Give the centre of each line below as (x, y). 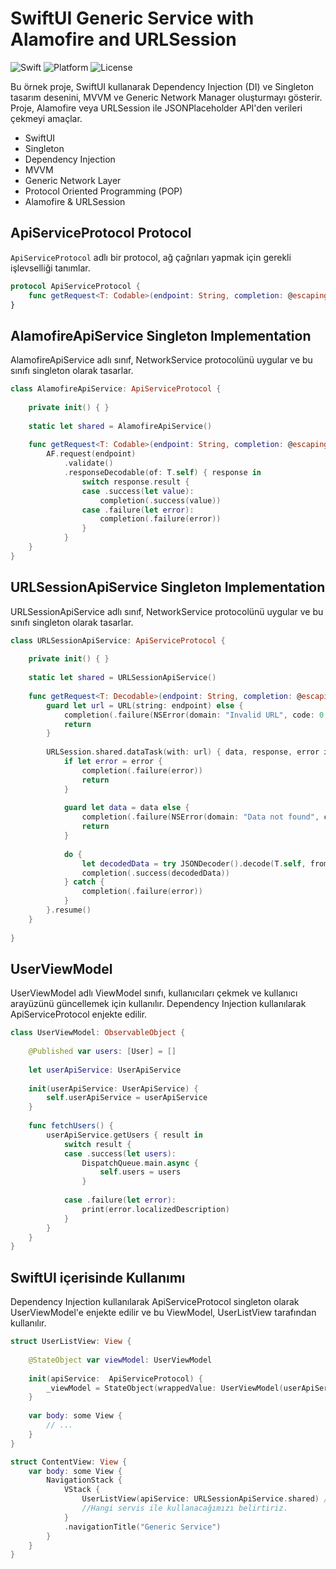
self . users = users (140, 1172)
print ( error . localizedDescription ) (155, 1209)
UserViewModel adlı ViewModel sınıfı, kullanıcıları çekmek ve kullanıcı (154, 993)
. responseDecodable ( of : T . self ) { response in (162, 473)
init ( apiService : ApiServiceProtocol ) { (115, 1378)
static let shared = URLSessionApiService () (122, 678)
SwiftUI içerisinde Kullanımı (98, 1277)
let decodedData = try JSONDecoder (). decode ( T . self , (194, 863)
